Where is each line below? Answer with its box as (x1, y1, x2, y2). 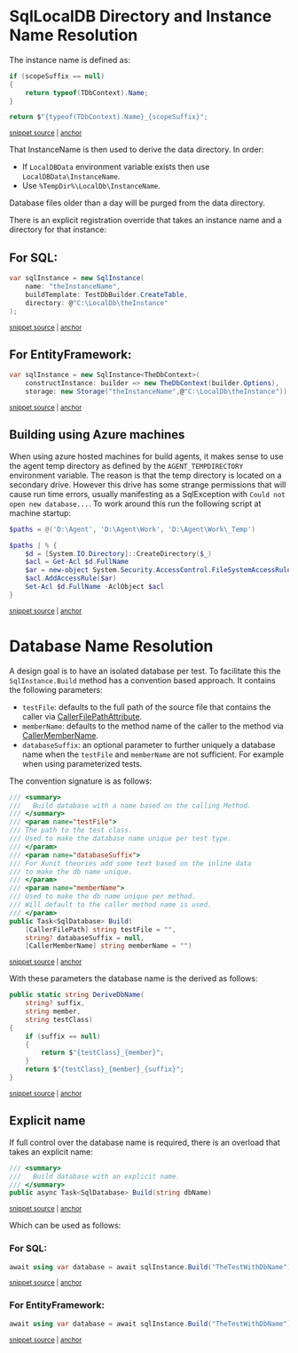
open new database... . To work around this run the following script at (9, 498, 262, 509)
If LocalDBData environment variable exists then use (21, 162, 210, 173)
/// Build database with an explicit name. (9, 1172, 180, 1180)
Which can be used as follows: (9, 1220, 122, 1231)
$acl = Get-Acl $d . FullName (25, 558, 129, 567)
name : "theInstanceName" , (25, 282, 122, 291)
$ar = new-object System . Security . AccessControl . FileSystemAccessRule (25, 566, 292, 575)
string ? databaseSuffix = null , (25, 933, 145, 942)
